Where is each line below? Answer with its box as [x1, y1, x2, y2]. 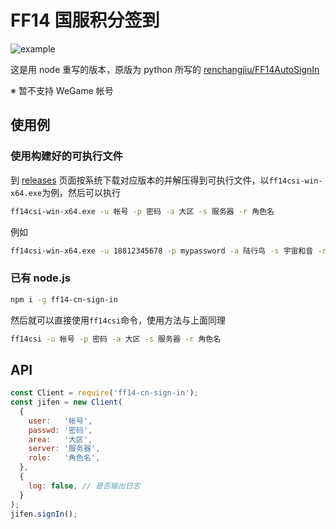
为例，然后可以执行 [41, 186, 122, 198]
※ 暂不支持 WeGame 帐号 [10, 84, 114, 96]
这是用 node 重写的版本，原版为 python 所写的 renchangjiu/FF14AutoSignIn [10, 63, 320, 75]
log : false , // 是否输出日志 [28, 481, 141, 491]
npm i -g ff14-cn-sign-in [10, 294, 118, 305]
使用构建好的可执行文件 [10, 149, 123, 163]
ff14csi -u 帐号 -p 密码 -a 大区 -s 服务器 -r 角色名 [10, 334, 222, 344]
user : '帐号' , [28, 416, 93, 426]
